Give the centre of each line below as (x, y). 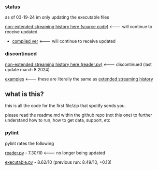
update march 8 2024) (27, 69)
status (13, 7)
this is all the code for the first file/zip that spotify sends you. (65, 106)
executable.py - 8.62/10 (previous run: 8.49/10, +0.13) (58, 162)
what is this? (25, 94)
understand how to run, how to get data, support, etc (58, 120)
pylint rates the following (29, 143)
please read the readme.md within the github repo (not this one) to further (79, 115)
